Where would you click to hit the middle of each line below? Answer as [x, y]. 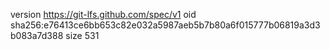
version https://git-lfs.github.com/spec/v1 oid [103, 14]
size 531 [82, 35]
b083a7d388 [37, 35]
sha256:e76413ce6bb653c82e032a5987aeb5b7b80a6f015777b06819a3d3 [165, 25]
